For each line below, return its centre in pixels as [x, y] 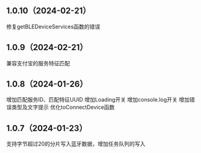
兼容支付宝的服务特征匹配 [38, 63]
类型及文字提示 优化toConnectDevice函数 [63, 107]
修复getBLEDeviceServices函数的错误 [53, 27]
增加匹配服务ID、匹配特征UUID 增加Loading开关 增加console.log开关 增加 [98, 100]
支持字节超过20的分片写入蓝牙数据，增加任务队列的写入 [76, 144]
